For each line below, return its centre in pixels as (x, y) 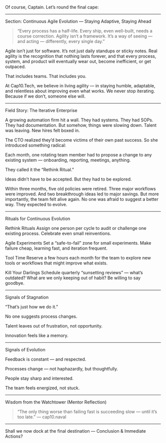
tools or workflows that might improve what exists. (56, 263)
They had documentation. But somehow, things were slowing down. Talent (81, 125)
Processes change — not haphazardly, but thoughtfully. (62, 369)
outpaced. (16, 67)
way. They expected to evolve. (36, 204)
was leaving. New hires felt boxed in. (42, 130)
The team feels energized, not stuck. (42, 388)
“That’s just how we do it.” (32, 307)
